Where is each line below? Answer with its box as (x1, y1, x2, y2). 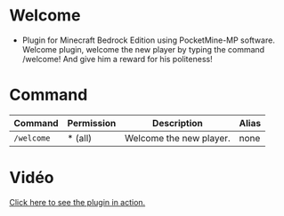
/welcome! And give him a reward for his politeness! (21, 53, 213, 64)
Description (152, 116, 203, 129)
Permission (67, 116, 117, 129)
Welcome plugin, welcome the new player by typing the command (21, 44, 265, 54)
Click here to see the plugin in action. (9, 196, 146, 207)
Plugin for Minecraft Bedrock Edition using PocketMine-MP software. (21, 35, 276, 45)
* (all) (67, 132, 93, 144)
